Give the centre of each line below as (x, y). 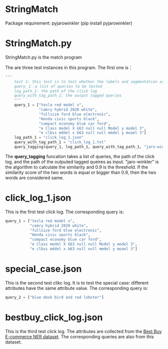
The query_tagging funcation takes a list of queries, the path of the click (80, 156)
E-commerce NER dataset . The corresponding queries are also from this (79, 336)
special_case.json (43, 269)
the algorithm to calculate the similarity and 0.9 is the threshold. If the (77, 167)
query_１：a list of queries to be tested (58, 86)
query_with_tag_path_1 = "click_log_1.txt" (60, 142)
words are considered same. (34, 178)
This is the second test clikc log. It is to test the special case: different (77, 283)
